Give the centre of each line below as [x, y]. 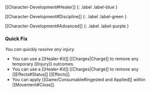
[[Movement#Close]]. [34, 85]
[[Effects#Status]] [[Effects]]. [41, 74]
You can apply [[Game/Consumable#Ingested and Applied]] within [79, 80]
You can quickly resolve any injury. [40, 49]
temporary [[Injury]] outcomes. [43, 64]
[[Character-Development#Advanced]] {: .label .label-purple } [67, 26]
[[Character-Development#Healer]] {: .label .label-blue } [61, 7]
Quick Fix [16, 39]
